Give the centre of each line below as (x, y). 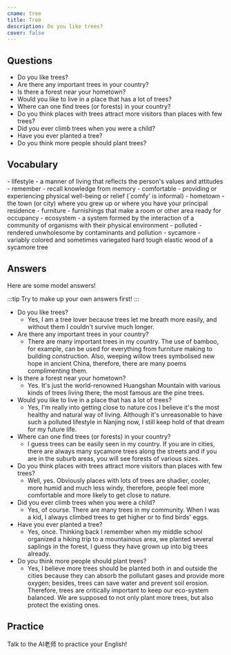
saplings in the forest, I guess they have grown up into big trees (118, 546)
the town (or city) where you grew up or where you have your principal (108, 203)
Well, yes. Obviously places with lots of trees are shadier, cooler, (119, 480)
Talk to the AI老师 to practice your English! (67, 644)
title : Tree (24, 20)
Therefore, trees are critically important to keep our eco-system (118, 590)
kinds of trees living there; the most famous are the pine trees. (116, 393)
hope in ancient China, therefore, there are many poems (107, 363)
